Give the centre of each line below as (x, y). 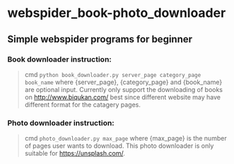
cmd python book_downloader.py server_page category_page (113, 74)
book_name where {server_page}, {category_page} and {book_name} (123, 82)
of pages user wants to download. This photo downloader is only (119, 146)
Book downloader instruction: (59, 59)
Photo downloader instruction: (61, 123)
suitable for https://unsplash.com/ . (75, 153)
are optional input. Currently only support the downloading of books (123, 89)
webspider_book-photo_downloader (117, 13)
